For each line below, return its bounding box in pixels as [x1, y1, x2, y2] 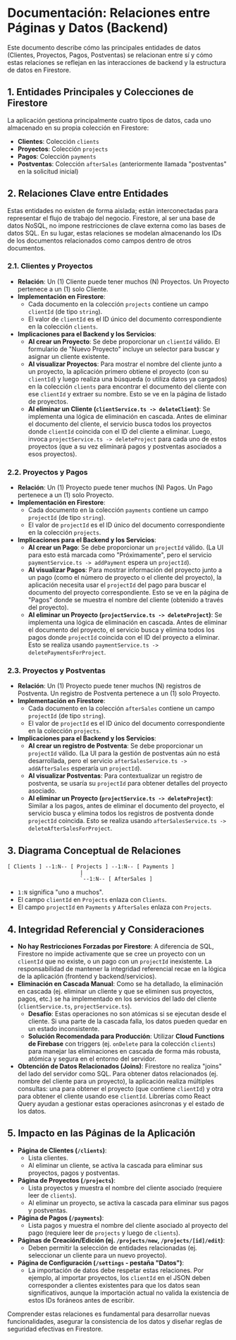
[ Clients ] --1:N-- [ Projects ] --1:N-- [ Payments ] [7, 863, 175, 870]
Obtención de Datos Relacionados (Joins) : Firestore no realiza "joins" [17, 1062, 222, 1071]
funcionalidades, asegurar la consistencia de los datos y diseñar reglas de [7, 1317, 223, 1325]
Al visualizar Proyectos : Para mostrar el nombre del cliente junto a [27, 360, 223, 368]
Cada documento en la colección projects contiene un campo [27, 300, 209, 308]
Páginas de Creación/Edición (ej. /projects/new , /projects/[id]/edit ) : [17, 1236, 225, 1244]
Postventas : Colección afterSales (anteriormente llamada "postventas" [17, 159, 227, 168]
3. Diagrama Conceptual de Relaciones [7, 844, 181, 856]
